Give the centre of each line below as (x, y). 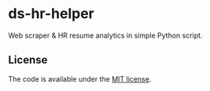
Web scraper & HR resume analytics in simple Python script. (105, 35)
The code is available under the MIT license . (80, 78)
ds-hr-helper (51, 14)
